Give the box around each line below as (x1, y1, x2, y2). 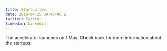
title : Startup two (5, 7, 46, 12)
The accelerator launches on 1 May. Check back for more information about (5, 35, 162, 41)
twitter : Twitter (5, 16, 42, 21)
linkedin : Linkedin (5, 21, 46, 26)
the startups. (5, 40, 32, 46)
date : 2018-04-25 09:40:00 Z (5, 12, 66, 17)
